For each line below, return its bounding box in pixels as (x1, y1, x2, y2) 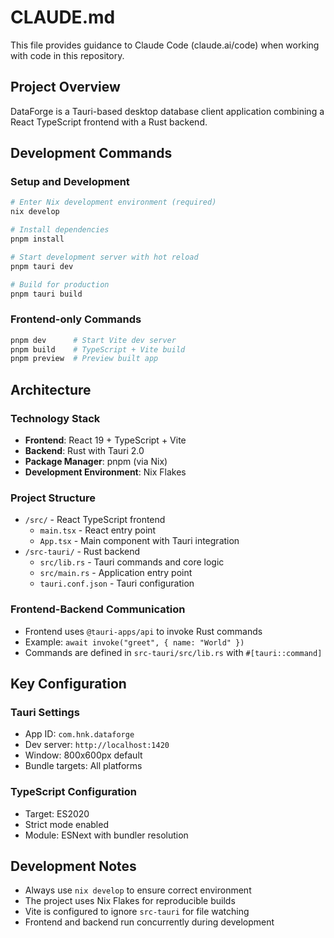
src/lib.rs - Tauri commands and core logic (39, 556, 225, 568)
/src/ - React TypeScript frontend (24, 514, 166, 526)
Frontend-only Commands (10, 312, 142, 326)
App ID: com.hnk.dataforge (24, 728, 135, 740)
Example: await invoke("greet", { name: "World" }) (24, 636, 245, 648)
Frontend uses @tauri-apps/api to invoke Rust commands (24, 625, 263, 637)
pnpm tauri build (10, 289, 83, 299)
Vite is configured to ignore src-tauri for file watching (24, 906, 250, 918)
